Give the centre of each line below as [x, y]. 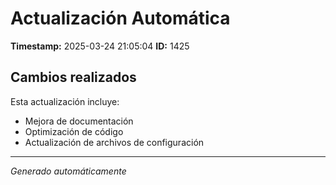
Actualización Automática [120, 18]
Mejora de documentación [79, 121]
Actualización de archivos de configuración [114, 142]
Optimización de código [74, 131]
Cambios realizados [73, 77]
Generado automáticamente [68, 171]
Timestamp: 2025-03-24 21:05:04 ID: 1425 [100, 46]
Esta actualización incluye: [65, 101]
